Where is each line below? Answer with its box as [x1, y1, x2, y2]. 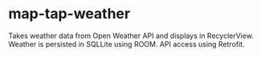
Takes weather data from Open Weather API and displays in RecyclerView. [8, 31, 255, 40]
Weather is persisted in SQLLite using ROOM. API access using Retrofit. [8, 39, 245, 48]
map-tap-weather [8, 5, 131, 23]
